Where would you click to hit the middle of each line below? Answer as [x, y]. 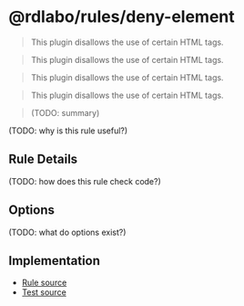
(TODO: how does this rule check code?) [85, 181]
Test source [44, 292]
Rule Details [43, 159]
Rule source [44, 283]
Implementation [55, 261]
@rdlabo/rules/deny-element [122, 17]
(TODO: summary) [65, 112]
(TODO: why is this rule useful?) [68, 131]
